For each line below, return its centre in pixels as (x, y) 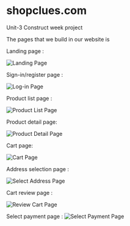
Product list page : (29, 98)
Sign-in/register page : (35, 74)
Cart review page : (30, 192)
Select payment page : (34, 216)
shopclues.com (47, 11)
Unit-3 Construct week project (45, 27)
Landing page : (25, 51)
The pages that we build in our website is (58, 39)
